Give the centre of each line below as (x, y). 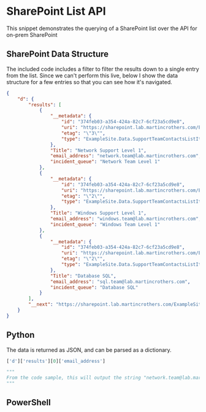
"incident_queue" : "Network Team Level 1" (105, 162)
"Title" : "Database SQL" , (83, 276)
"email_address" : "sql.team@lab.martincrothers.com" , (120, 282)
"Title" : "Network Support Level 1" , (98, 150)
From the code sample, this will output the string (74, 378)
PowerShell (29, 402)
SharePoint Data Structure (58, 54)
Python (21, 335)
